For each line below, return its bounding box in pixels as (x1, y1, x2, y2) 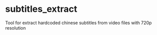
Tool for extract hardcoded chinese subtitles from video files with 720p (5, 20, 152, 26)
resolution (5, 25, 26, 31)
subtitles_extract (5, 3, 78, 15)
